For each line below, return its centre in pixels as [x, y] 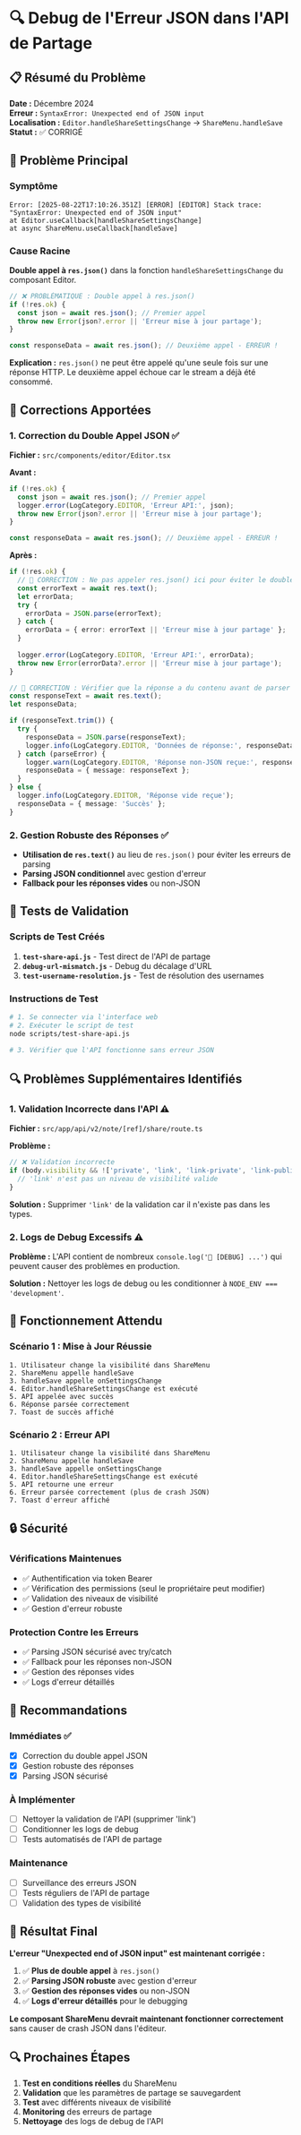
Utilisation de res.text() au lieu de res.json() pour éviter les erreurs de [156, 854]
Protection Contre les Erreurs [74, 1632]
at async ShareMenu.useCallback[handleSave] [94, 228]
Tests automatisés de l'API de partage [92, 1839]
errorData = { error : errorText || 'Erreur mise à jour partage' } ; [156, 630]
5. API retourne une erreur [62, 1484]
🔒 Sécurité [39, 1529]
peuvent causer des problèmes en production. [95, 1265]
